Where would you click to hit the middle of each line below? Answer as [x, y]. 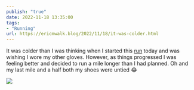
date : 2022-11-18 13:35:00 [40, 17]
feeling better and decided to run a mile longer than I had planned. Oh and [97, 64]
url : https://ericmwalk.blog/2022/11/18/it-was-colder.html [83, 34]
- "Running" [21, 28]
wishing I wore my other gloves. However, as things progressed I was [91, 57]
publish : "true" [26, 12]
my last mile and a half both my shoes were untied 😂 [72, 70]
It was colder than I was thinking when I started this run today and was [93, 51]
